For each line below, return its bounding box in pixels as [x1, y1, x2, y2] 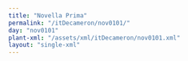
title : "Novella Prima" [8, 11, 88, 20]
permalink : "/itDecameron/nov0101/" [8, 19, 130, 27]
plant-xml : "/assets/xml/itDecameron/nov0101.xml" [8, 33, 181, 42]
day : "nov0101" [8, 26, 59, 34]
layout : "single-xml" [8, 41, 81, 49]
